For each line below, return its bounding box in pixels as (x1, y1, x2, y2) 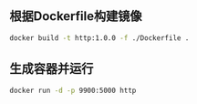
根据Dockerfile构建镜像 (9, 8, 143, 25)
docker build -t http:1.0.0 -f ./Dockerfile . (9, 33, 190, 43)
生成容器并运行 (9, 61, 94, 77)
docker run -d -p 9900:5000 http (9, 86, 137, 95)
